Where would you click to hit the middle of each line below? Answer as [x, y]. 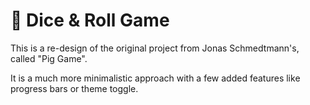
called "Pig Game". [49, 58]
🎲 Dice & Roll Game [90, 20]
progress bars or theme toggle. [74, 88]
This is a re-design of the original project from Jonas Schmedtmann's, [155, 48]
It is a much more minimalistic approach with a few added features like [155, 78]
